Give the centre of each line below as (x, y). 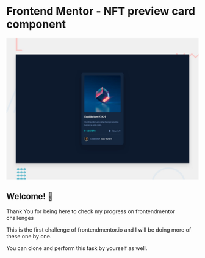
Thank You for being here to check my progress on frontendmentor (91, 211)
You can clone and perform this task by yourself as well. (77, 248)
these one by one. (29, 236)
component (36, 24)
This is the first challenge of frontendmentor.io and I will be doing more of (99, 230)
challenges (20, 218)
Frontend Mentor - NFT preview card (101, 11)
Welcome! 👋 (30, 196)
